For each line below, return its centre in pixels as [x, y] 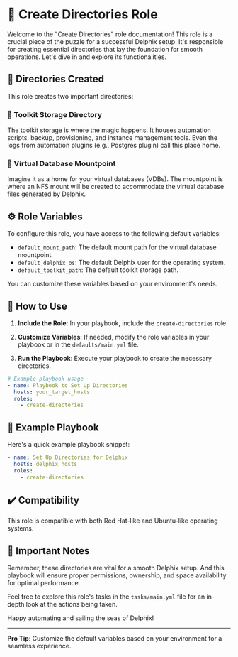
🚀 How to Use [37, 306]
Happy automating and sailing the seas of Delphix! [81, 618]
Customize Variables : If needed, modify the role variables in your [113, 337]
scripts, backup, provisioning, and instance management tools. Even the [113, 138]
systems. [21, 528]
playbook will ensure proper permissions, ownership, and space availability [117, 575]
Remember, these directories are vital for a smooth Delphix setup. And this [116, 568]
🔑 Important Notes [49, 551]
